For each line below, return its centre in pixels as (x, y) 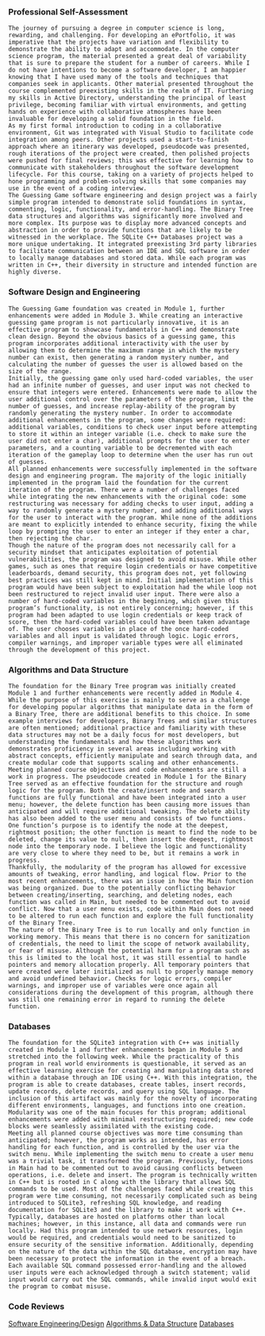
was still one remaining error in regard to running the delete (117, 999)
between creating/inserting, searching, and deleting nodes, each (120, 895)
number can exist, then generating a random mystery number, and (118, 357)
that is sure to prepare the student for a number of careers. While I (129, 63)
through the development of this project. (79, 650)
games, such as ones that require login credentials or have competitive (133, 566)
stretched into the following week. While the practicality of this (124, 1057)
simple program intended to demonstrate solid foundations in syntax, (127, 203)
